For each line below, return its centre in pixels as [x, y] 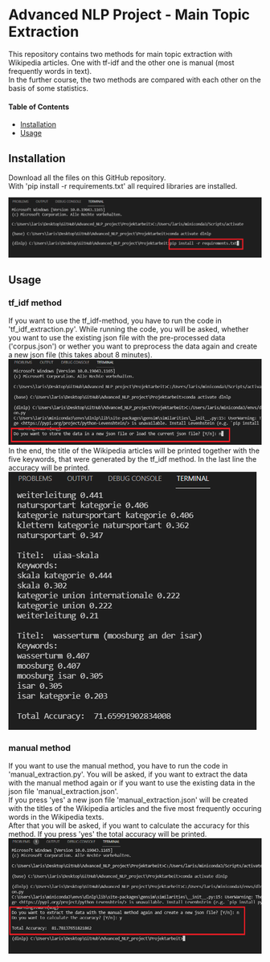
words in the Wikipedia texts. [56, 817]
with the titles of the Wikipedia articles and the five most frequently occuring [135, 808]
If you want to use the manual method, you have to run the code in [118, 765]
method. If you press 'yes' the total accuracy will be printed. [108, 834]
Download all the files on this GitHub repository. [87, 177]
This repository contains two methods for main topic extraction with [121, 54]
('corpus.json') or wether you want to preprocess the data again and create [133, 346]
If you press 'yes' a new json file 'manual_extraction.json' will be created [128, 800]
